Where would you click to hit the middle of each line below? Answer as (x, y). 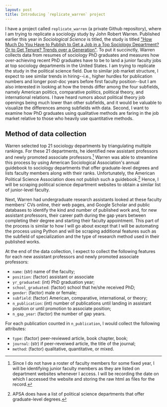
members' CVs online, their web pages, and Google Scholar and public (78, 205)
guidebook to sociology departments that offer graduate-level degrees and (82, 167)
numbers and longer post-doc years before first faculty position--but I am (81, 81)
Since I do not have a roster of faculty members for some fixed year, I (83, 363)
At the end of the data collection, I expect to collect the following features (80, 251)
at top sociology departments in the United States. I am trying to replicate (80, 66)
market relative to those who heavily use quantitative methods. (69, 118)
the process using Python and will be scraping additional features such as (81, 231)
